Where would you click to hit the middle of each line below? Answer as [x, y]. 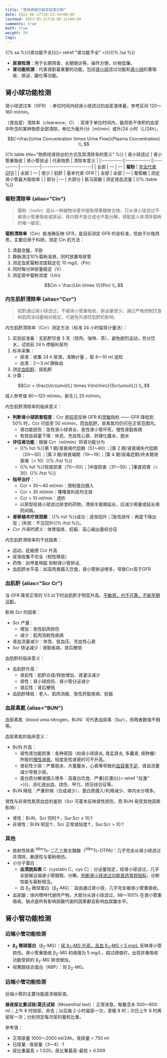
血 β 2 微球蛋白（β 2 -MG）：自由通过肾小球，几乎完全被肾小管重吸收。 [90, 888]
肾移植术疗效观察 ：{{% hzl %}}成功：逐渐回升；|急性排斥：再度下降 [82, 517]
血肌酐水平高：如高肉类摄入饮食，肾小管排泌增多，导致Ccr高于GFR [82, 569]
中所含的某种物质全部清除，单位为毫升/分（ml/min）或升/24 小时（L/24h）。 [83, 129]
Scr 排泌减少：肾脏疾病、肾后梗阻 [47, 647]
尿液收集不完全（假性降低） [41, 557]
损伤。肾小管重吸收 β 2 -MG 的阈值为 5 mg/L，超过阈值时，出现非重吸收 [85, 953]
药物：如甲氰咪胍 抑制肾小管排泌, [46, 563]
